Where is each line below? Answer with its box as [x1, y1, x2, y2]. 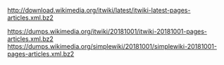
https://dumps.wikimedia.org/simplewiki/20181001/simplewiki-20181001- [7, 42, 217, 50]
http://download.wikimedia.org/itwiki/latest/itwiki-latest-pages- [7, 6, 191, 14]
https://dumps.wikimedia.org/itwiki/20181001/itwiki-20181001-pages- [7, 28, 208, 35]
